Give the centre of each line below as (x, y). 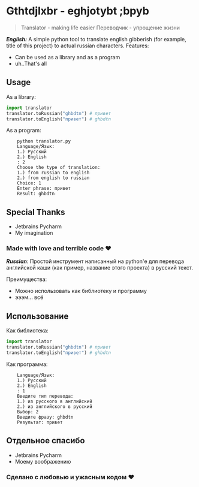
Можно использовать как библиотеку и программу (81, 291)
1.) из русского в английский (55, 401)
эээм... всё (29, 297)
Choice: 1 (29, 183)
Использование (37, 316)
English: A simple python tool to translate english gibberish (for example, (97, 39)
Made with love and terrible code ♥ (59, 249)
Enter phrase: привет (44, 189)
